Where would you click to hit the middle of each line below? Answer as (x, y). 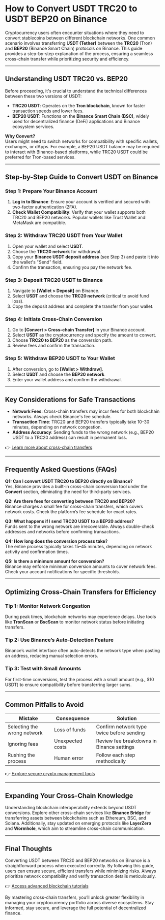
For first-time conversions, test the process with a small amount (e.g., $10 (80, 679)
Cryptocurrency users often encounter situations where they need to (75, 33)
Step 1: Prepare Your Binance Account (51, 191)
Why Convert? (20, 136)
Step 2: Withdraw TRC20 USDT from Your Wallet (64, 235)
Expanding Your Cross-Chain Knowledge (69, 796)
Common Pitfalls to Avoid (44, 705)
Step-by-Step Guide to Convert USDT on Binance (82, 177)
